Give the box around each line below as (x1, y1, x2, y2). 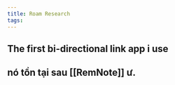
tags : (7, 17, 23, 24)
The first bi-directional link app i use (7, 43, 169, 55)
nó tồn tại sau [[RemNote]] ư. (7, 67, 136, 79)
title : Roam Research (7, 10, 71, 18)
